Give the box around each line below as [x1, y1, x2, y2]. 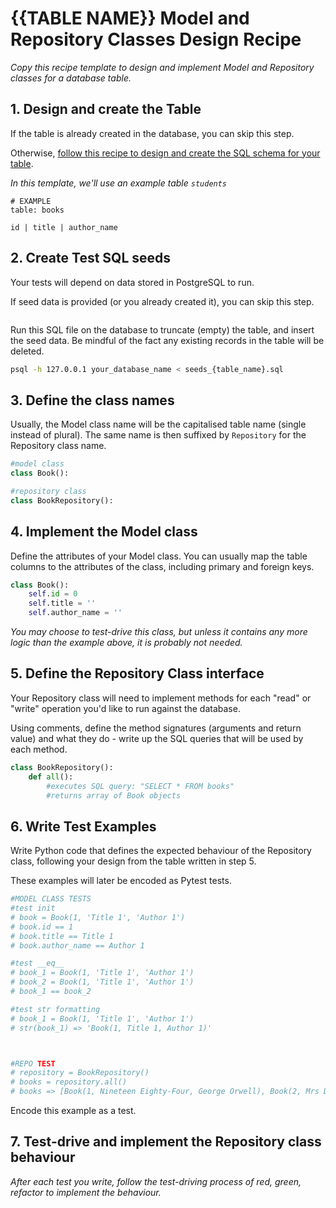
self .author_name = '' [28, 608, 123, 618]
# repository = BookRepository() [10, 1068, 150, 1078]
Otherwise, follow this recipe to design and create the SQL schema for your [10, 147, 321, 159]
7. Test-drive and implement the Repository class [10, 1133, 322, 1151]
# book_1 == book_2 [10, 987, 92, 997]
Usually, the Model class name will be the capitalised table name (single [10, 418, 307, 431]
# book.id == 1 [10, 922, 74, 932]
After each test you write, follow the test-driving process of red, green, [10, 1175, 302, 1187]
